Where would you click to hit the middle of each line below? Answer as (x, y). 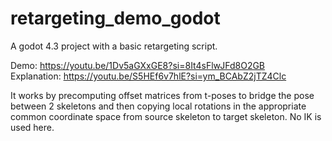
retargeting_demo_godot (115, 18)
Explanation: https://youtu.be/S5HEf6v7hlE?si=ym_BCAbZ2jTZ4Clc (148, 76)
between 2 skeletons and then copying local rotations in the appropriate (158, 106)
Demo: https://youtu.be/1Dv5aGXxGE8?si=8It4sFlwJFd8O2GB (138, 65)
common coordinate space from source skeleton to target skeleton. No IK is (166, 116)
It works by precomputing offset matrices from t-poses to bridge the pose (162, 95)
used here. (32, 127)
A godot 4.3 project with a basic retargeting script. (114, 46)
